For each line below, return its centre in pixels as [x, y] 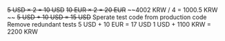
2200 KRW [22, 31]
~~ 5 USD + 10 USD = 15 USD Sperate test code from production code [107, 17]
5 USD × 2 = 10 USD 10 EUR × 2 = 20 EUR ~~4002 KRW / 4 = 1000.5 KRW [112, 10]
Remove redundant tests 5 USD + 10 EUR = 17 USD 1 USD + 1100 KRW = [109, 24]
